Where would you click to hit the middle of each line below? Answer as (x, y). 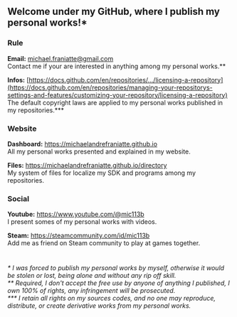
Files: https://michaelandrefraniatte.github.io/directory (87, 165)
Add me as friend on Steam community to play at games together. (104, 243)
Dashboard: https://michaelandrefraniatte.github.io (83, 144)
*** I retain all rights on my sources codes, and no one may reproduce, (111, 299)
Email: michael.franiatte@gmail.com (60, 58)
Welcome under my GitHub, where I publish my (114, 12)
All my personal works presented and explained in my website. (99, 151)
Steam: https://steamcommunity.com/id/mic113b (79, 236)
